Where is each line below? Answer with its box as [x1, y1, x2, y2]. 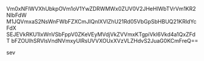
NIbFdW [6, 11, 27, 19]
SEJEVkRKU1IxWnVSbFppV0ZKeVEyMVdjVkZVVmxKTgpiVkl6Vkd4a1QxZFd [6, 31, 196, 38]
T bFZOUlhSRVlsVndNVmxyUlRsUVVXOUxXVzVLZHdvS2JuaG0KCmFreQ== [6, 37, 199, 44]
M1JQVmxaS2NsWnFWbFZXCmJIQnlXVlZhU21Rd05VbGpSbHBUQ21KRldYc [6, 18, 197, 25]
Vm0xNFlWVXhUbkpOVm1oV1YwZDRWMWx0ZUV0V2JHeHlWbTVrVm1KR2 [6, 5, 196, 12]
